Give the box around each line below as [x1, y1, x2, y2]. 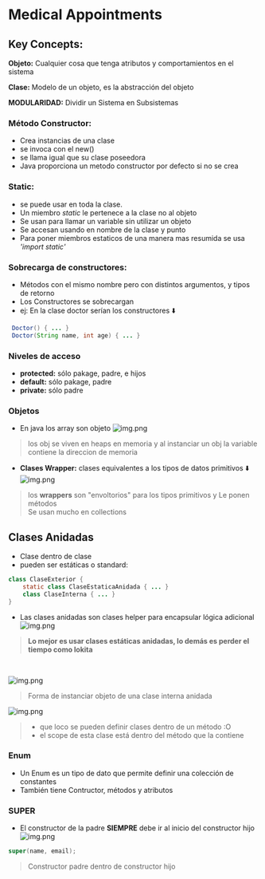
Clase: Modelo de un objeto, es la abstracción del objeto [8, 82, 194, 92]
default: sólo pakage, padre [19, 376, 112, 386]
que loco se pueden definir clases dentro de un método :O [39, 722, 232, 731]
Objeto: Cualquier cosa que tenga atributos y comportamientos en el [8, 58, 234, 68]
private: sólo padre [19, 385, 84, 395]
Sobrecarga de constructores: [8, 262, 127, 273]
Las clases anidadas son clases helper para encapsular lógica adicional [19, 612, 255, 621]
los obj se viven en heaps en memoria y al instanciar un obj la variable [27, 439, 258, 448]
